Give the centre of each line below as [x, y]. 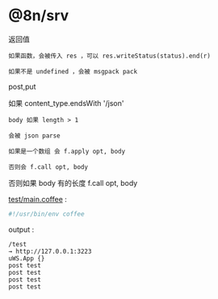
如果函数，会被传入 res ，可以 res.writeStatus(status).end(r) [110, 56]
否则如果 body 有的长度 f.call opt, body [73, 183]
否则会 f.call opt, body [48, 167]
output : [21, 230]
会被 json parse [34, 136]
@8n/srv [39, 16]
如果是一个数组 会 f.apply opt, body [67, 151]
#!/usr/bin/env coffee [46, 214]
